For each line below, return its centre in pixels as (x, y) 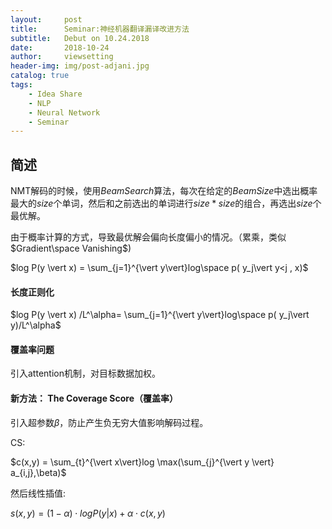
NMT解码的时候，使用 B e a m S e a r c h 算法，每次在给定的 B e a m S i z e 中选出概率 (164, 191)
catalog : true (40, 76)
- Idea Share (55, 94)
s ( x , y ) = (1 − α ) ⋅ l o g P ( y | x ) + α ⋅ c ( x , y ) (88, 513)
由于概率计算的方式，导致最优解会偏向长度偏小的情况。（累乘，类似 (148, 237)
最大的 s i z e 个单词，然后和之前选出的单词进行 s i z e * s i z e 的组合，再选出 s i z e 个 (166, 203)
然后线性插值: (38, 493)
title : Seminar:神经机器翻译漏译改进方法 (100, 29)
